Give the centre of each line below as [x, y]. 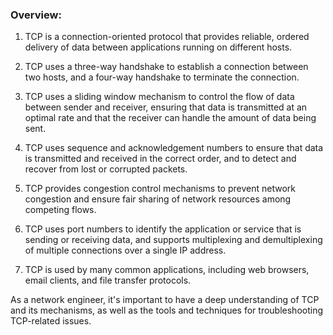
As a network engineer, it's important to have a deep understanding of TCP [165, 300]
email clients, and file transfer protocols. [108, 280]
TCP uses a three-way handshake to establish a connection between [166, 67]
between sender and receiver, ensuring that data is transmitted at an [166, 107]
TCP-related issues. [51, 321]
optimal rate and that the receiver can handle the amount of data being [170, 118]
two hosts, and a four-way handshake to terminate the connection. [162, 77]
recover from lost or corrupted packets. [106, 169]
